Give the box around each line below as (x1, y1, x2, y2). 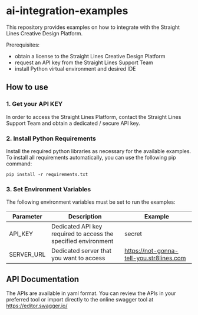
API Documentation (6, 274, 80, 284)
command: (6, 160, 32, 167)
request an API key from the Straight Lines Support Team (14, 59, 153, 66)
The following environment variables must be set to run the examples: (6, 198, 176, 205)
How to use (6, 82, 48, 92)
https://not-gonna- (124, 247, 179, 255)
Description (68, 213, 102, 221)
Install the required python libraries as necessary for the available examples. (6, 147, 192, 154)
